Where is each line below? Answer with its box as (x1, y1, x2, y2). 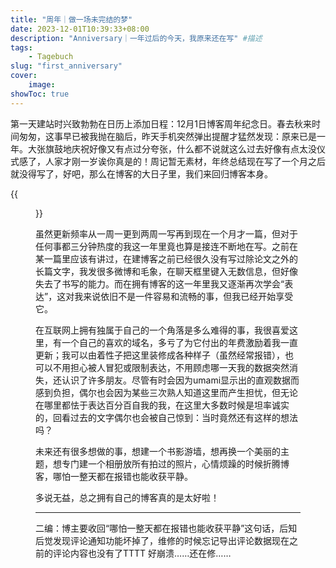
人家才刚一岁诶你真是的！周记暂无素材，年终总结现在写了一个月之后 (44, 155, 326, 167)
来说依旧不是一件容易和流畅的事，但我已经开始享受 (83, 290, 294, 302)
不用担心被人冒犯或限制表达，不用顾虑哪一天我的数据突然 (52, 361, 290, 373)
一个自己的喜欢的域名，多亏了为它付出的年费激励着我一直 (61, 336, 298, 348)
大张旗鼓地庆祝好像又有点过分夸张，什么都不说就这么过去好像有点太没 (27, 142, 317, 155)
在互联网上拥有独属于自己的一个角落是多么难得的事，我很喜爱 (35, 324, 290, 336)
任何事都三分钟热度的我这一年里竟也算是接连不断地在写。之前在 (35, 240, 298, 252)
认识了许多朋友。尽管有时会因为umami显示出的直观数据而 (61, 374, 300, 386)
